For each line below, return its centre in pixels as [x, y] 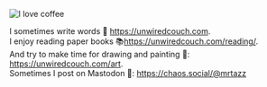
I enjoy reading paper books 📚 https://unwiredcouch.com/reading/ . [134, 41]
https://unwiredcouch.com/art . [66, 64]
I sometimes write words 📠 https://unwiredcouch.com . [110, 31]
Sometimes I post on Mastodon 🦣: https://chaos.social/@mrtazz [128, 73]
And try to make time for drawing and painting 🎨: [100, 54]
